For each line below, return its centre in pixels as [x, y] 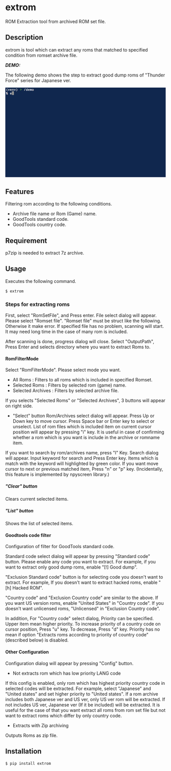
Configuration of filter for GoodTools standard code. [60, 547]
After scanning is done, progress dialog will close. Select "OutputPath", [80, 341]
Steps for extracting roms [38, 304]
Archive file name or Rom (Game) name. [54, 214]
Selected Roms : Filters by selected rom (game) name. [69, 385]
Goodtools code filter [28, 535]
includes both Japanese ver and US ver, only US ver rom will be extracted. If [85, 699]
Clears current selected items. [37, 499]
